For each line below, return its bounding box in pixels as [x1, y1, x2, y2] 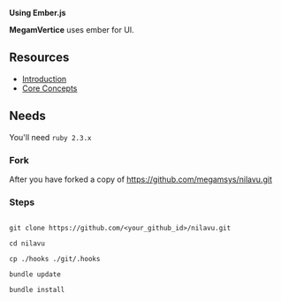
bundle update [9, 270, 62, 279]
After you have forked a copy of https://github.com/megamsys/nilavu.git [9, 174, 272, 184]
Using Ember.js [9, 8, 66, 18]
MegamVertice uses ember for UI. [9, 25, 134, 34]
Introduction [21, 73, 67, 84]
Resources [9, 50, 70, 65]
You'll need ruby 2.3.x [9, 132, 92, 142]
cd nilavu [9, 239, 46, 248]
